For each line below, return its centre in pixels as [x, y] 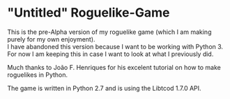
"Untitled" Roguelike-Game [89, 13]
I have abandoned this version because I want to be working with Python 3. [115, 46]
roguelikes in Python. [38, 75]
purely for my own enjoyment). [51, 39]
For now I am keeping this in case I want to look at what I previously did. [110, 54]
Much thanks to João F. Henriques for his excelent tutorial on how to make [114, 67]
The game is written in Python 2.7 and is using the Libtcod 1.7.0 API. [104, 88]
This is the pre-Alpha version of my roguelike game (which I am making [109, 32]
